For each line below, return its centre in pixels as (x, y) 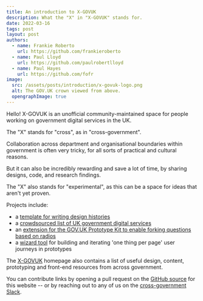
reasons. (17, 157)
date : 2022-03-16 (28, 23)
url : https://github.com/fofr (56, 74)
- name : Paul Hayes (36, 68)
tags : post (20, 29)
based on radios (35, 236)
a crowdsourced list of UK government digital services (83, 223)
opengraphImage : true (39, 96)
